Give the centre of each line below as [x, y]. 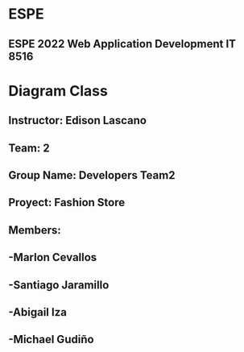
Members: [35, 230]
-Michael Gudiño [51, 340]
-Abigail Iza [37, 312]
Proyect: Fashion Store [67, 203]
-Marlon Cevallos [53, 257]
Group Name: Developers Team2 [92, 175]
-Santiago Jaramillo [59, 285]
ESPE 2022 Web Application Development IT [122, 44]
